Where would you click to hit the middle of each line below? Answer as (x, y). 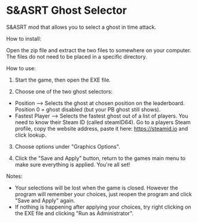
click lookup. (31, 135)
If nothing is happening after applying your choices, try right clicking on (103, 207)
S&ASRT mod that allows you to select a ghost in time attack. (81, 27)
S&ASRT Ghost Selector (67, 10)
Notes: (14, 176)
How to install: (24, 38)
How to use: (21, 68)
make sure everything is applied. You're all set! (72, 164)
